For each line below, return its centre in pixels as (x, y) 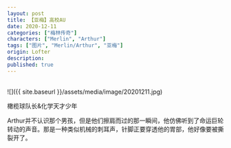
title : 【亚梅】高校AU (36, 20)
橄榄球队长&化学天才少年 (42, 106)
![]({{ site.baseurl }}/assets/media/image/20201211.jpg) (85, 92)
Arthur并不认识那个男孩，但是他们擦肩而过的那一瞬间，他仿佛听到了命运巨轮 (115, 120)
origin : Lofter (29, 52)
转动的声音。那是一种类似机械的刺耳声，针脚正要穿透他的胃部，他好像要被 (112, 129)
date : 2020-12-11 (32, 26)
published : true (30, 65)
